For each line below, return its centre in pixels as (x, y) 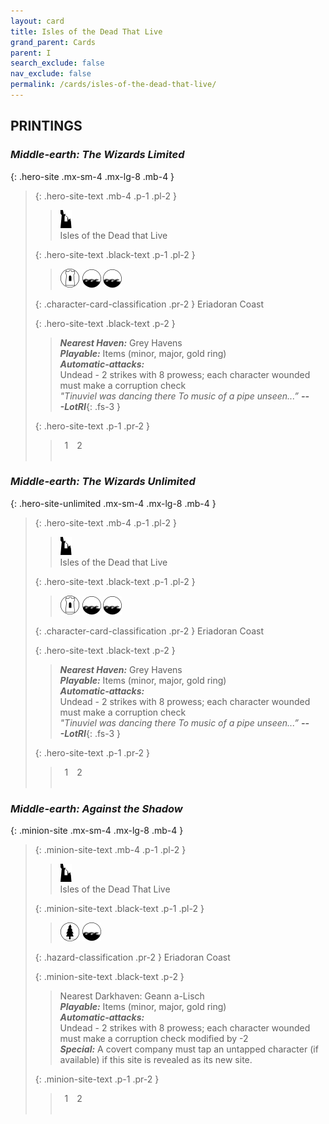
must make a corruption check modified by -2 (154, 1039)
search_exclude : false (57, 63)
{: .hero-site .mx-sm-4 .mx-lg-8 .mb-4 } (92, 176)
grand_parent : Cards (53, 42)
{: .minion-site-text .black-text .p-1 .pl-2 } (119, 909)
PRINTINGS (46, 126)
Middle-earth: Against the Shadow (96, 808)
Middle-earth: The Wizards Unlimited (103, 482)
